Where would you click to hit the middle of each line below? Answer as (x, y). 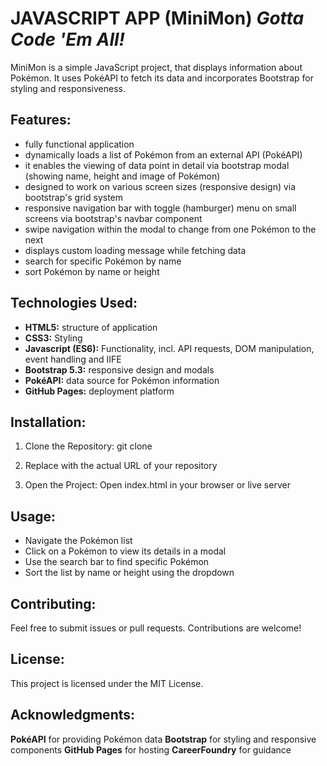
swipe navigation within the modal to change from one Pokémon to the (170, 229)
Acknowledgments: (73, 715)
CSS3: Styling (53, 338)
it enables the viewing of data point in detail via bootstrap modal (157, 165)
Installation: (48, 422)
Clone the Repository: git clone (88, 446)
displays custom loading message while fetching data (135, 250)
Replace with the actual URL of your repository (121, 466)
